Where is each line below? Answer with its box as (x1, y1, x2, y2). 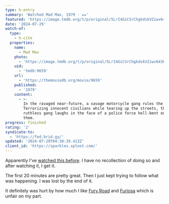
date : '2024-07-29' (5, 21, 46, 27)
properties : (10, 40, 35, 45)
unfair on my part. (5, 193, 43, 199)
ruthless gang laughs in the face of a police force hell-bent (23, 111, 158, 116)
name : (14, 45, 26, 50)
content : (14, 92, 33, 97)
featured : (5, 17, 26, 22)
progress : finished (5, 120, 46, 125)
